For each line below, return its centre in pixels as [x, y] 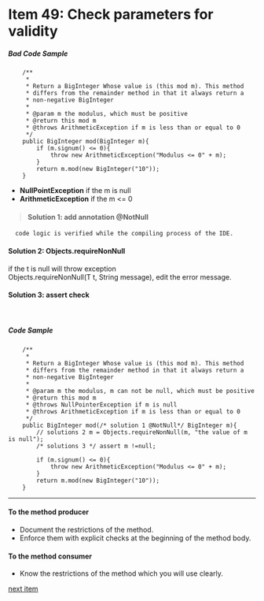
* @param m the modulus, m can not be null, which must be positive [140, 391]
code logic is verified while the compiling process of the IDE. [125, 234]
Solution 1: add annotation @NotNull [88, 217]
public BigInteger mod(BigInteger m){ [86, 142]
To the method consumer [50, 556]
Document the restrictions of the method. [86, 529]
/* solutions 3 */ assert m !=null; [96, 446]
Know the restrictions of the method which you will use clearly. [121, 573]
